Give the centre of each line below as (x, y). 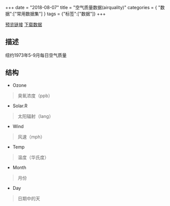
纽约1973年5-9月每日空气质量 (36, 55)
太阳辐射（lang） (35, 116)
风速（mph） (31, 137)
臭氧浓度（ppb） (35, 96)
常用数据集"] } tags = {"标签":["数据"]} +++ (61, 14)
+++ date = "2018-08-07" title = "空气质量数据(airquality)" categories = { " (83, 7)
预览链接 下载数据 (24, 25)
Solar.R (20, 106)
